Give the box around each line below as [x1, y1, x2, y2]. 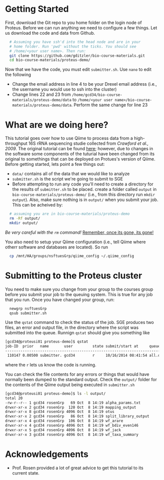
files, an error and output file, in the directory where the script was [5, 324, 139, 331]
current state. [12, 470, 40, 476]
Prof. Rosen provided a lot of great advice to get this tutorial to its [12, 465, 143, 471]
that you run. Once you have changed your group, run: [5, 297, 115, 302]
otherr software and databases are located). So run [5, 244, 108, 250]
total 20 [5, 395, 23, 401]
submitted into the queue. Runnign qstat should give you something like [5, 330, 150, 336]
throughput [5, 140, 28, 146]
